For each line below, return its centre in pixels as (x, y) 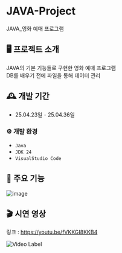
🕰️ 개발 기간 (28, 96)
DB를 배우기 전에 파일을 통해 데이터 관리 (53, 75)
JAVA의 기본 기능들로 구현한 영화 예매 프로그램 (61, 68)
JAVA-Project (41, 11)
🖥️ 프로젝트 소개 (33, 50)
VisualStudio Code (38, 158)
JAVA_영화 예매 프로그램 (35, 28)
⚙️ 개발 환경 (22, 132)
